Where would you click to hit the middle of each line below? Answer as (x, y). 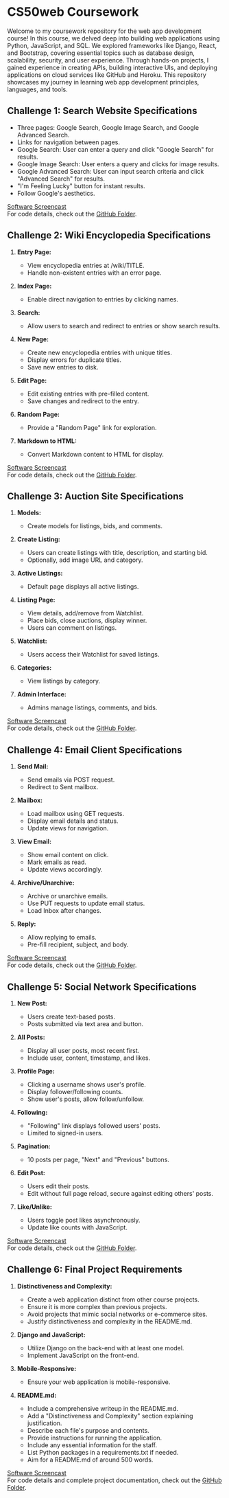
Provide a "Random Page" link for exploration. (92, 427)
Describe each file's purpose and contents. (88, 1430)
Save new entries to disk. (63, 367)
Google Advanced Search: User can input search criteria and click (110, 171)
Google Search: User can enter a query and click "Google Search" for (115, 149)
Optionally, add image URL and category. (85, 560)
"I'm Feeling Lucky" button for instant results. (81, 185)
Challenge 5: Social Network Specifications (102, 987)
